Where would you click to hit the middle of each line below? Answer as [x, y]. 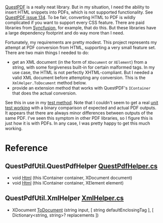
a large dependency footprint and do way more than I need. [65, 33]
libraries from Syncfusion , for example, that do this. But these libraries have [81, 28]
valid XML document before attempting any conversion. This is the [79, 78]
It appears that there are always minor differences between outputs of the [79, 113]
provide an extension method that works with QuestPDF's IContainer [81, 88]
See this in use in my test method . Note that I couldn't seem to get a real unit [82, 102]
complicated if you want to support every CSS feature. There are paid [75, 22]
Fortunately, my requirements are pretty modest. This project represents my [81, 42]
